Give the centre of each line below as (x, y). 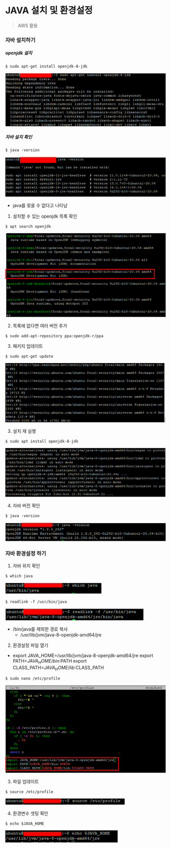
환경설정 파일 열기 (30, 645)
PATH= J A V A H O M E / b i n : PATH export (50, 661)
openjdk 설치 (19, 53)
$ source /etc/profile (29, 792)
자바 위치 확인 (26, 565)
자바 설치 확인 (19, 137)
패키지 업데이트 (28, 346)
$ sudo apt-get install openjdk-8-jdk (46, 66)
